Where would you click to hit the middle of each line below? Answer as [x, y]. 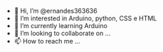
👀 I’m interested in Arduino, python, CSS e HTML [85, 18]
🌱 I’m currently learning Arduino [61, 26]
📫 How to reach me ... [47, 41]
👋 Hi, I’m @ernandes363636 [56, 11]
